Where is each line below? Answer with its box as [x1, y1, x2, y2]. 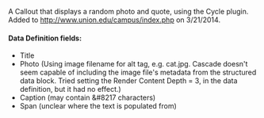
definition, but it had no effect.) [19, 85, 121, 94]
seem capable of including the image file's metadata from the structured [19, 67, 257, 78]
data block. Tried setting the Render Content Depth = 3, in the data [19, 76, 238, 86]
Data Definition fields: [8, 33, 82, 43]
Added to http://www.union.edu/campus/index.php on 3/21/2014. [8, 15, 220, 25]
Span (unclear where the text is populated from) [19, 101, 177, 111]
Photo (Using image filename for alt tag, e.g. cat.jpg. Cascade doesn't [19, 59, 248, 69]
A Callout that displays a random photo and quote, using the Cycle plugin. [8, 7, 249, 16]
